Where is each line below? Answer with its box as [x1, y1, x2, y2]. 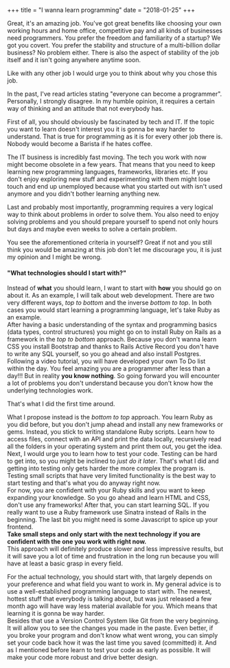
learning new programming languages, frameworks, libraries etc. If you [7, 168, 208, 176]
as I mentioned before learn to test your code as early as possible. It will [7, 646, 211, 654]
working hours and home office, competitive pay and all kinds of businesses [7, 27, 223, 34]
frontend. [7, 523, 34, 531]
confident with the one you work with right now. [7, 537, 147, 546]
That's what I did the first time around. [7, 399, 115, 408]
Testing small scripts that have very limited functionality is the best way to [7, 472, 216, 480]
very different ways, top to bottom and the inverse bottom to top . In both [7, 299, 211, 307]
